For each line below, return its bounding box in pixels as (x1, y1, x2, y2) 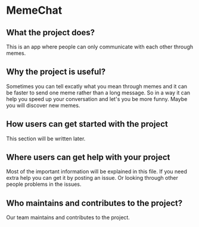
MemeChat (6, 4, 63, 17)
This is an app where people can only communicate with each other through (6, 43, 194, 50)
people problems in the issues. (6, 180, 82, 188)
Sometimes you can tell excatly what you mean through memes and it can (6, 82, 188, 90)
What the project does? (6, 27, 95, 38)
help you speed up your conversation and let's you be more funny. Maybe (6, 95, 188, 102)
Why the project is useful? (6, 67, 106, 77)
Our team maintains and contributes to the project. (6, 214, 130, 221)
